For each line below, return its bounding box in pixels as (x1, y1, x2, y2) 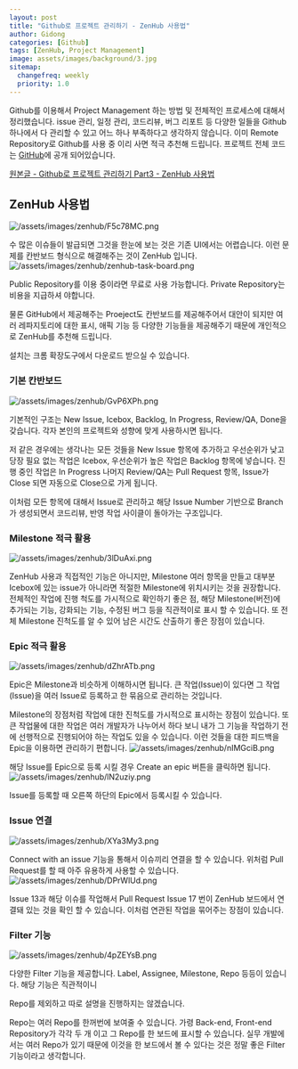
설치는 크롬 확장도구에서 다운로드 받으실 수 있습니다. (9, 350, 189, 361)
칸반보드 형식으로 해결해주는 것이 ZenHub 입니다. (25, 250, 197, 261)
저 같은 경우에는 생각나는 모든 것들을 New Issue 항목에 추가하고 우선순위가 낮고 (9, 444, 285, 454)
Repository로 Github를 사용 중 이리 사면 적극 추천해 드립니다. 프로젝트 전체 (9, 138, 270, 149)
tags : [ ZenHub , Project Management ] (9, 46, 145, 55)
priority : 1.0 (17, 79, 69, 88)
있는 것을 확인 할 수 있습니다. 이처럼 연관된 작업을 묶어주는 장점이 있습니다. (25, 904, 285, 915)
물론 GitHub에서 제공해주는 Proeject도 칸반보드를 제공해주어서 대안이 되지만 (9, 309, 274, 320)
